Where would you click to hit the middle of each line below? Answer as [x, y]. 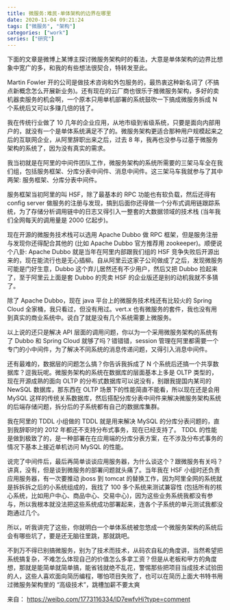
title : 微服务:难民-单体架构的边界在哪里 [59, 13]
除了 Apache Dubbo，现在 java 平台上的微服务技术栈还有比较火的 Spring [110, 301]
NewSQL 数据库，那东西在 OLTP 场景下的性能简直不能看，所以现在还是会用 [114, 390]
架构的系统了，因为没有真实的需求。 [58, 149]
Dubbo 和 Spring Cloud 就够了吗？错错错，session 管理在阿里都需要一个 [117, 341]
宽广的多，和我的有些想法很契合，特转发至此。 [85, 68]
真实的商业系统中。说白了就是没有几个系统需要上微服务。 [94, 318]
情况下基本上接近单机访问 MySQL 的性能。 [67, 447]
